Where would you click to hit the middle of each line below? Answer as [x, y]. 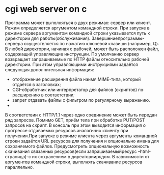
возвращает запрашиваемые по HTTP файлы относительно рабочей [77, 59]
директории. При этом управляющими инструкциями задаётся [72, 64]
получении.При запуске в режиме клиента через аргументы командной [81, 136]
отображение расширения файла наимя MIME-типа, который [76, 79]
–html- [144, 151]
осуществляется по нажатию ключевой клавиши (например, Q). [92, 43]
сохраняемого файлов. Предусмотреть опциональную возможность [77, 146]
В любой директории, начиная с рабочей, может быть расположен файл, [82, 49]
